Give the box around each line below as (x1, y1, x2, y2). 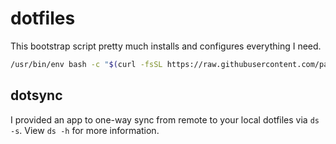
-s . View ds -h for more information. (10, 124, 160, 136)
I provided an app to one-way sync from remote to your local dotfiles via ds (10, 113, 320, 126)
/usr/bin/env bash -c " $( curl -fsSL (10, 59, 163, 69)
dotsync (10, 87, 63, 104)
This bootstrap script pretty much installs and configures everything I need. (10, 40, 322, 52)
